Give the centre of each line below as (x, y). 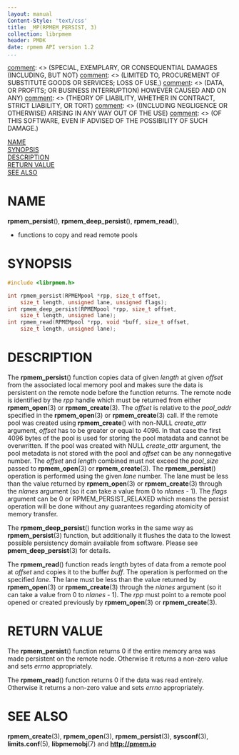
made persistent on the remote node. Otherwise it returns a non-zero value (118, 659)
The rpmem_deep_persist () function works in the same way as (101, 527)
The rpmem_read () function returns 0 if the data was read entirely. (106, 680)
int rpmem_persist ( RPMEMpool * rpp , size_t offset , (84, 296)
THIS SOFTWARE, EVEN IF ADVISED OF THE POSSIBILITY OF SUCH (108, 121)
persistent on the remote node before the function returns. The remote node (119, 392)
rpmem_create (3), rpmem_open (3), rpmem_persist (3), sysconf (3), (108, 736)
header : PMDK (27, 41)
